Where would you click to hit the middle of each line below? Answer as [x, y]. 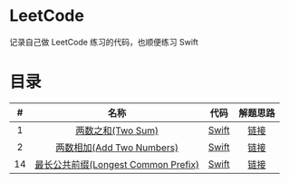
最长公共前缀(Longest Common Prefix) [117, 164]
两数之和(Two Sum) [117, 130]
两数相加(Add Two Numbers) [117, 148]
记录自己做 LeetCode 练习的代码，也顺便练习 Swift [104, 42]
